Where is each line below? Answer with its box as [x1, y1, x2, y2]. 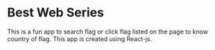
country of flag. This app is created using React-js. [7, 34, 153, 42]
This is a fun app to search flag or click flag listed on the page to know [7, 27, 209, 36]
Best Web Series [7, 5, 104, 21]
